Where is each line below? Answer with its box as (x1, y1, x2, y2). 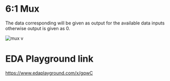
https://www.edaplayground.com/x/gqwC (5, 70, 93, 76)
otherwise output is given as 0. (5, 25, 71, 31)
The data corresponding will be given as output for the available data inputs (5, 20, 165, 26)
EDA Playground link (5, 53, 94, 65)
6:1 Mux (5, 3, 39, 15)
